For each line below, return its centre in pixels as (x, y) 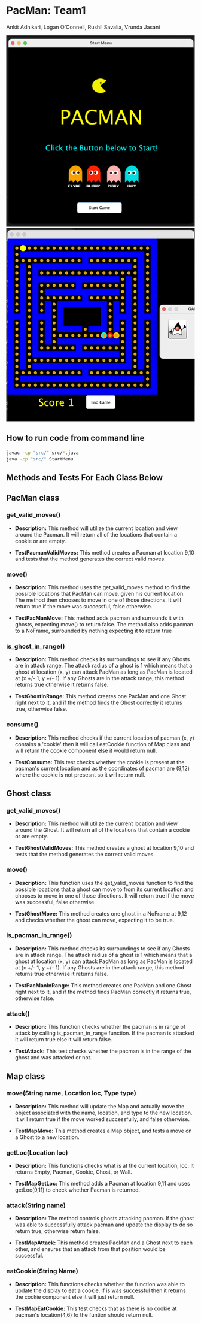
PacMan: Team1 (46, 10)
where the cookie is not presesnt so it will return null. (80, 775)
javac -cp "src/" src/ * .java (42, 453)
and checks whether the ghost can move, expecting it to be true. (95, 920)
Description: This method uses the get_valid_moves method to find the (102, 587)
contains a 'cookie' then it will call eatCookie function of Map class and (102, 744)
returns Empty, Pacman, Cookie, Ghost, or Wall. (74, 1172)
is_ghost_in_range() (36, 646)
